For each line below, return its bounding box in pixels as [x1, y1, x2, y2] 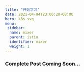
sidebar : [7, 26, 26, 31]
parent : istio [9, 35, 38, 40]
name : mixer [9, 30, 34, 35]
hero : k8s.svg [5, 16, 34, 21]
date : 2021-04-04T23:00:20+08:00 [5, 12, 74, 17]
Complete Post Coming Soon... [5, 60, 80, 67]
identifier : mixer [9, 39, 48, 44]
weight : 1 [9, 44, 29, 49]
